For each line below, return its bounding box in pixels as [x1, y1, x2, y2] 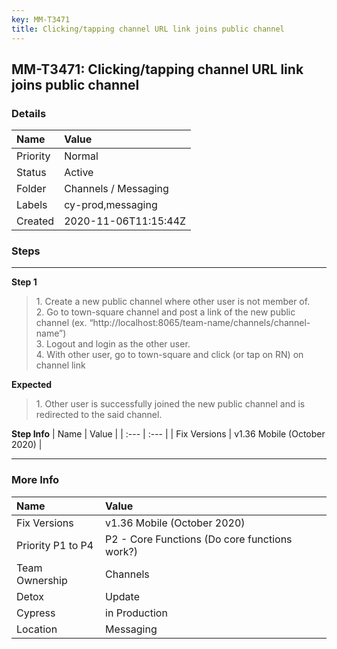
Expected [11, 379, 53, 391]
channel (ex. [35, 317, 88, 329]
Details [11, 106, 47, 120]
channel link [35, 359, 86, 371]
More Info [11, 473, 60, 487]
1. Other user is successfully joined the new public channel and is [35, 398, 306, 410]
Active [64, 166, 94, 180]
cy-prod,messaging [64, 198, 158, 212]
